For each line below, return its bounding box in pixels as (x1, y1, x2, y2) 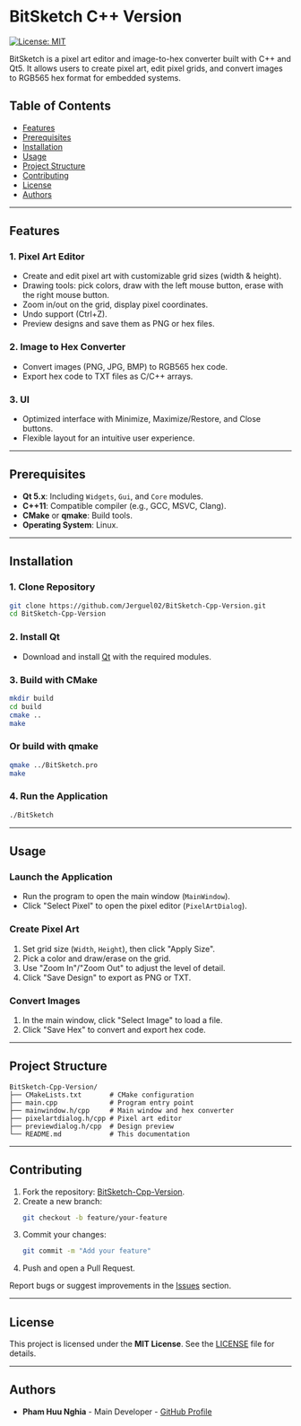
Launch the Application (9, 870, 114, 883)
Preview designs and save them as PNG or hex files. (21, 319, 215, 329)
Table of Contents (9, 99, 112, 114)
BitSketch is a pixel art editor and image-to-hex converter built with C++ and (9, 53, 291, 64)
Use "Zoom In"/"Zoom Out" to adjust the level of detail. (21, 962, 226, 973)
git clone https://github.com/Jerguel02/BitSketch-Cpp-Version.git (9, 601, 267, 610)
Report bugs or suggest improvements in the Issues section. (9, 1281, 231, 1291)
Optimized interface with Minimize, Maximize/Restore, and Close (21, 414, 262, 424)
